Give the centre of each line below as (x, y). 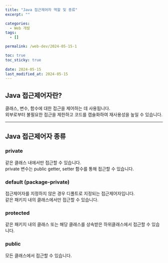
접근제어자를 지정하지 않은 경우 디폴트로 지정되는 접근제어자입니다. (70, 194)
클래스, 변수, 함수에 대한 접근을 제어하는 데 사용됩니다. (58, 108)
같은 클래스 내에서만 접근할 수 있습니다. (43, 162)
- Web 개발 (20, 28)
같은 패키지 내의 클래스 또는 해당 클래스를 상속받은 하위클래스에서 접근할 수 (78, 225)
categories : (17, 23)
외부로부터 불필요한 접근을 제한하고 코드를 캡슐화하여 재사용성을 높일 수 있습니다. (84, 115)
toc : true (15, 55)
